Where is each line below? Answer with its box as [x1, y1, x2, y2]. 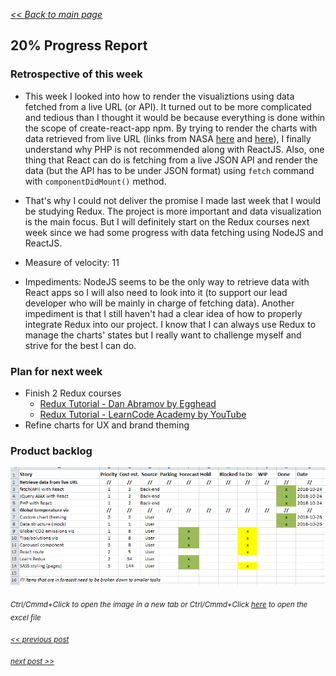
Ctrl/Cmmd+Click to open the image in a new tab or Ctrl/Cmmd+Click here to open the [10, 600, 308, 610]
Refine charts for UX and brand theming [24, 419, 190, 431]
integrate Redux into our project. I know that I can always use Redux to [24, 318, 317, 330]
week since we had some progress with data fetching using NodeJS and [24, 226, 324, 238]
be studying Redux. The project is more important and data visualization [24, 205, 322, 217]
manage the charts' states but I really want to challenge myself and [24, 329, 302, 341]
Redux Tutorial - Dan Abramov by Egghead [39, 397, 217, 409]
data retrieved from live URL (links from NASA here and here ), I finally [24, 132, 312, 144]
